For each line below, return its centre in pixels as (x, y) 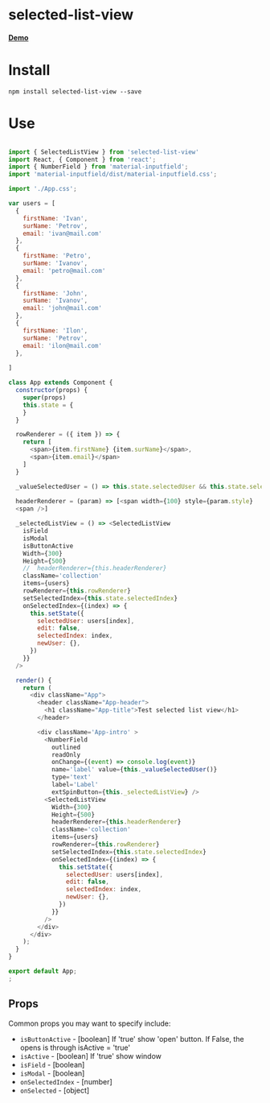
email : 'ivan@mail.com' (63, 233)
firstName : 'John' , (55, 293)
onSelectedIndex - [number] (66, 1081)
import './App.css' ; (43, 189)
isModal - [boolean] (52, 1073)
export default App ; (43, 972)
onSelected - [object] (55, 1090)
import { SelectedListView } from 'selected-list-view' (104, 152)
